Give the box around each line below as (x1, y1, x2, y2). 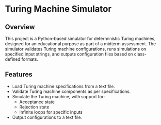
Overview (5, 23, 35, 31)
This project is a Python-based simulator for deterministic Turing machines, (5, 36, 156, 41)
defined (5, 56, 21, 62)
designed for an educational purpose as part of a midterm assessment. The (5, 41, 156, 47)
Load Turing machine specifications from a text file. (12, 83, 115, 89)
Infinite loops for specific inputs (19, 109, 83, 115)
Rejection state (19, 104, 49, 110)
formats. (21, 56, 38, 62)
